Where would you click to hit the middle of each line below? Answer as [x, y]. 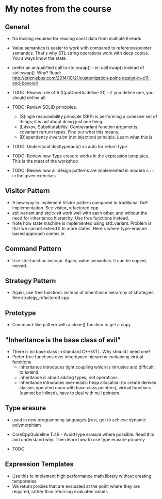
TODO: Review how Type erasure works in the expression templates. [81, 156]
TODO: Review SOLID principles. [45, 107]
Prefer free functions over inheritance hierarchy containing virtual [77, 357]
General [17, 27]
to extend [29, 372]
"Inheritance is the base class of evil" [63, 340]
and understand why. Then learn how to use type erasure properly [78, 439]
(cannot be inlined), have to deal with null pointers [69, 393]
